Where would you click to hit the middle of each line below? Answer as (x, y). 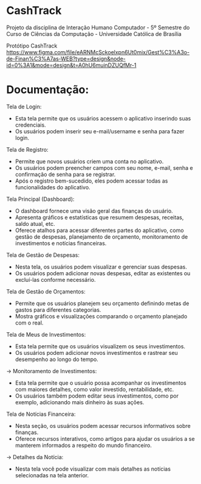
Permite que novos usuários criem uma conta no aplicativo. (89, 161)
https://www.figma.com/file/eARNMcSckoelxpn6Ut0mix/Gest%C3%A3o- (98, 52)
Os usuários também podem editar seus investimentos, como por (97, 396)
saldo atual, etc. (35, 223)
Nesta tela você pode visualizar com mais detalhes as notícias (93, 469)
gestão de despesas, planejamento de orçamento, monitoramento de (101, 237)
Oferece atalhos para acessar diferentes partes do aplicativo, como (99, 230)
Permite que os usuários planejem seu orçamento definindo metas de (102, 303)
